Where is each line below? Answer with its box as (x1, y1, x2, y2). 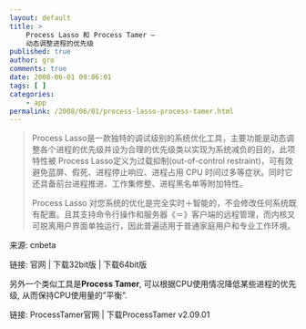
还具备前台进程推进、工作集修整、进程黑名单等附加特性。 (31, 179, 248, 190)
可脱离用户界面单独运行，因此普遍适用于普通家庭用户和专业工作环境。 (31, 221, 296, 231)
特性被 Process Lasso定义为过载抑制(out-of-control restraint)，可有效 (31, 156, 293, 167)
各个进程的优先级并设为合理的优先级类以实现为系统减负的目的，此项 (39, 144, 296, 155)
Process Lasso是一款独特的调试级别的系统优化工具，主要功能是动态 (31, 133, 287, 144)
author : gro (9, 56, 55, 65)
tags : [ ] (9, 81, 47, 90)
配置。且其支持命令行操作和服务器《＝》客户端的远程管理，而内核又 (39, 209, 296, 220)
